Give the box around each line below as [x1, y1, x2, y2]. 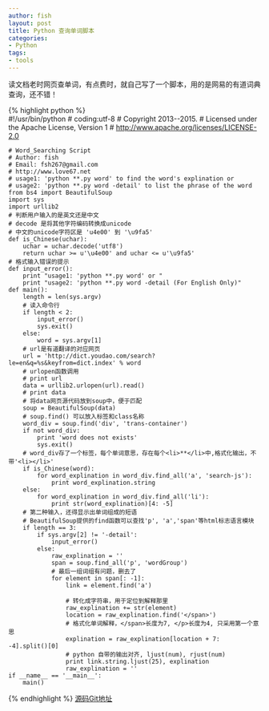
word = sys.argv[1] [37, 336, 102, 345]
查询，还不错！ [8, 89, 58, 99]
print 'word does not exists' [37, 434, 138, 442]
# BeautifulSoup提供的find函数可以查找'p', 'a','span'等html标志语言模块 [22, 516, 255, 525]
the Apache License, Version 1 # [8, 122, 114, 132]
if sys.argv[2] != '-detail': [37, 531, 138, 539]
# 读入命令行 [22, 301, 60, 309]
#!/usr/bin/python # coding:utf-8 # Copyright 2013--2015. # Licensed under [8, 114, 258, 123]
